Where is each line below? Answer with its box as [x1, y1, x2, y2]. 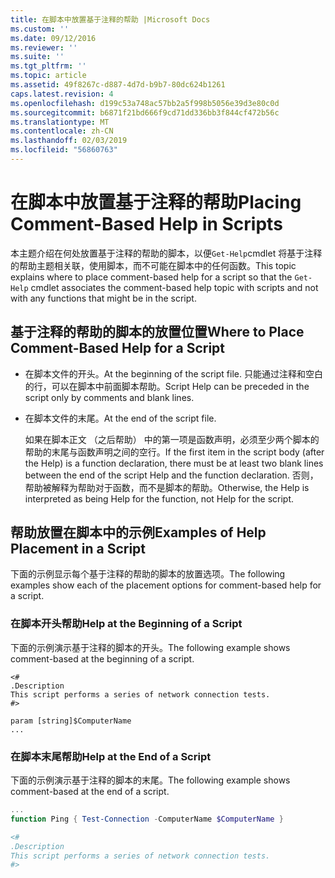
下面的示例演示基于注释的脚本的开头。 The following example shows [10, 641, 291, 653]
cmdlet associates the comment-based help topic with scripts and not [30, 281, 319, 293]
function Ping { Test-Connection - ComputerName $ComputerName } [10, 814, 284, 824]
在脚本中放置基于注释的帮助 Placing [10, 191, 302, 214]
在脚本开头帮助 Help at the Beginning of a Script [10, 617, 243, 631]
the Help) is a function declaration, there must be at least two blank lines [24, 457, 324, 469]
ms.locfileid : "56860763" [10, 145, 118, 155]
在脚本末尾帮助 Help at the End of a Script [10, 749, 212, 763]
